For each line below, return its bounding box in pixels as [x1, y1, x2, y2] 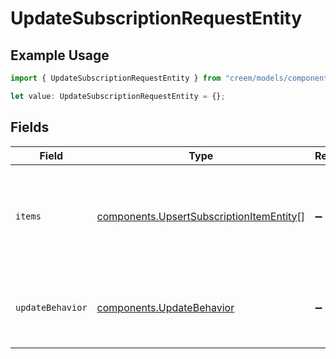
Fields [10, 119, 50, 136]
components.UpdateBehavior [96, 300, 235, 314]
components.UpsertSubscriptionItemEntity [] [96, 209, 306, 223]
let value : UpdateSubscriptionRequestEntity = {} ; [10, 91, 226, 101]
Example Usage [10, 47, 110, 64]
